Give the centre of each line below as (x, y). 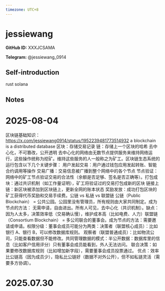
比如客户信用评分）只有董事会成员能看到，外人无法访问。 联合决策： (83, 244)
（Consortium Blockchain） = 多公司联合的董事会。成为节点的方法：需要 (79, 220)
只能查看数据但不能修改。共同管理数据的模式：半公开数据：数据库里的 (85, 238)
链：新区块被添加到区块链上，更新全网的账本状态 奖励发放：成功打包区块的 (81, 189)
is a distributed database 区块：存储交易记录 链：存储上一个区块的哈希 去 (80, 146)
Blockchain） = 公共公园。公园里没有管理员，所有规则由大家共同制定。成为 (82, 201)
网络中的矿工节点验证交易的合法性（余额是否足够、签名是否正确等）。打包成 (82, 177)
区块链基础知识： (23, 135)
